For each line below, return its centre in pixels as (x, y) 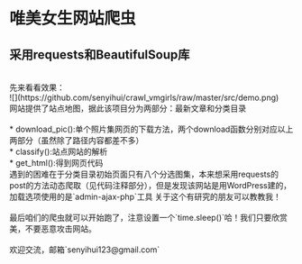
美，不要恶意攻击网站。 (53, 229)
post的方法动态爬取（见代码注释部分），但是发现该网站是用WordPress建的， (150, 185)
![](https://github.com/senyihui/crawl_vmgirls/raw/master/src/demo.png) (144, 97)
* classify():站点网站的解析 (59, 151)
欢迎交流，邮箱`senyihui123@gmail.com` (85, 250)
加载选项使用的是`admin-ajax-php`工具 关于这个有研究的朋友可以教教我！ (146, 196)
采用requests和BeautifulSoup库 (100, 55)
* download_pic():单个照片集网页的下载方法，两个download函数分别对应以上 (151, 129)
